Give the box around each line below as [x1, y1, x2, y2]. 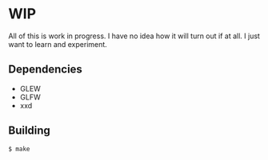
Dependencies [8, 63, 82, 76]
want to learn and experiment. [8, 39, 108, 49]
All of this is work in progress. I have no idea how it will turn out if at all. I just [8, 31, 260, 41]
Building [8, 124, 50, 138]
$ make [8, 145, 30, 153]
